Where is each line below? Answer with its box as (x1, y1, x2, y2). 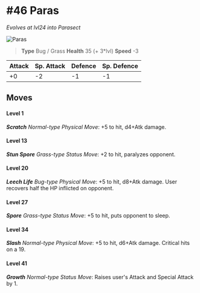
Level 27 (6, 198, 28, 205)
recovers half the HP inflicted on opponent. (6, 184, 114, 191)
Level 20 (6, 165, 28, 172)
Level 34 (6, 226, 29, 233)
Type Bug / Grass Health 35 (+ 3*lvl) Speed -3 (21, 47, 139, 55)
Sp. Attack (35, 61, 65, 70)
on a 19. (6, 246, 26, 253)
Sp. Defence (102, 61, 138, 70)
